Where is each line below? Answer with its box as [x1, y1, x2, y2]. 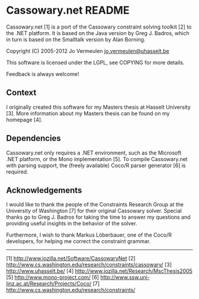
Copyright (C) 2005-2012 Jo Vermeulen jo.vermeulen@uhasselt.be [6, 47, 170, 54]
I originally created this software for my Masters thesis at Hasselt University [6, 103, 191, 111]
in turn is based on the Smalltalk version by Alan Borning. [6, 36, 146, 43]
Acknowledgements [6, 185, 82, 195]
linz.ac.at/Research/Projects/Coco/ [6, 280, 92, 287]
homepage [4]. [6, 116, 43, 123]
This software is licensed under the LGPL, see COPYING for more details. [6, 59, 185, 66]
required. [6, 168, 28, 175]
